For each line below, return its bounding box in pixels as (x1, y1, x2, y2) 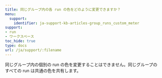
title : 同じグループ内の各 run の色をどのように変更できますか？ (5, 7, 121, 12)
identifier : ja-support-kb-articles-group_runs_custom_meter (14, 20, 139, 26)
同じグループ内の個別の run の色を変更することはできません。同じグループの (5, 62, 158, 67)
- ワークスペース (5, 34, 34, 39)
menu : (5, 12, 16, 16)
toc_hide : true (5, 39, 36, 44)
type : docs (5, 43, 27, 48)
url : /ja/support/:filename (5, 47, 62, 52)
